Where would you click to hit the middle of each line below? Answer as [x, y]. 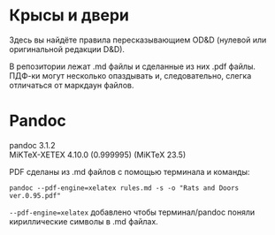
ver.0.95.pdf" [35, 195]
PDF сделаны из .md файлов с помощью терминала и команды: [130, 171]
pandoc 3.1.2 [32, 145]
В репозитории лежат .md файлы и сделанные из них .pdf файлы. [133, 66]
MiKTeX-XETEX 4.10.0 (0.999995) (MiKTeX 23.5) [98, 155]
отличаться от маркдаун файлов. [72, 85]
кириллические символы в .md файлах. [84, 221]
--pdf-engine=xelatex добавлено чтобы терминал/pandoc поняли [132, 212]
